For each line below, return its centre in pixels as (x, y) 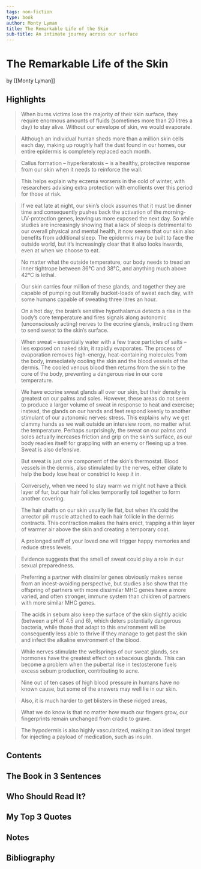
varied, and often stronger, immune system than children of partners (105, 596)
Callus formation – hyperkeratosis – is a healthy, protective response (105, 163)
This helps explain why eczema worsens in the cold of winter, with (103, 181)
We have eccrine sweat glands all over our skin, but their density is (103, 391)
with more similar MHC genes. (58, 602)
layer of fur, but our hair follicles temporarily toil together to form (100, 492)
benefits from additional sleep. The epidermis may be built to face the (107, 237)
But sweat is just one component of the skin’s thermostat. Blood (100, 461)
